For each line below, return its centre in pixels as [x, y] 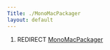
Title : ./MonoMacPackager [44, 13]
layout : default [30, 20]
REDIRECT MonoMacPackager [60, 39]
